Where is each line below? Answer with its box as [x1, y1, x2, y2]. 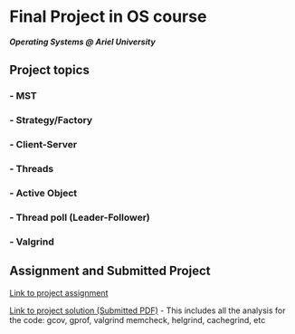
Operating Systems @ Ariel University [9, 36, 156, 47]
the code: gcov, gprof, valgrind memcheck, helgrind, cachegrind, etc [9, 314, 266, 325]
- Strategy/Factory [9, 114, 93, 127]
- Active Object [9, 186, 78, 199]
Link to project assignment [9, 287, 109, 298]
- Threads [9, 163, 54, 176]
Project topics [9, 62, 90, 78]
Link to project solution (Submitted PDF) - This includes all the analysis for [9, 305, 286, 316]
